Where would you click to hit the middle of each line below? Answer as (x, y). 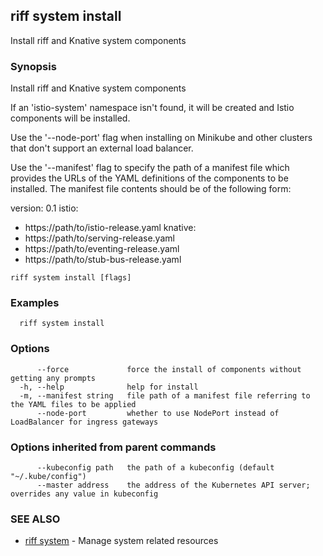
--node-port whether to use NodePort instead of (158, 413)
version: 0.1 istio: (44, 208)
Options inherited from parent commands (113, 447)
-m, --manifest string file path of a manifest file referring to (165, 395)
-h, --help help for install (109, 387)
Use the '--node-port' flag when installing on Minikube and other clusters (161, 138)
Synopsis (33, 66)
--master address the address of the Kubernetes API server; (173, 485)
